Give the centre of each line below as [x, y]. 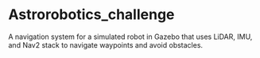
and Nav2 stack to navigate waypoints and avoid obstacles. [106, 44]
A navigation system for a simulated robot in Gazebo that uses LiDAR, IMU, [130, 37]
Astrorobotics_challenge [91, 15]
